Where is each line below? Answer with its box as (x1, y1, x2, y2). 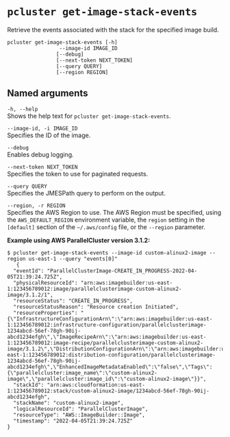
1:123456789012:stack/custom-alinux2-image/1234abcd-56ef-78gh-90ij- (7, 387, 210, 394)
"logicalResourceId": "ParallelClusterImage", (13, 405, 149, 412)
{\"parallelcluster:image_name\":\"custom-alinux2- (7, 369, 157, 376)
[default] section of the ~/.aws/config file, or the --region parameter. (7, 222, 206, 231)
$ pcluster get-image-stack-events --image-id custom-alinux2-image (7, 249, 207, 256)
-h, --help (7, 106, 38, 113)
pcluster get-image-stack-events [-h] (7, 38, 118, 46)
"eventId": (13, 267, 44, 274)
